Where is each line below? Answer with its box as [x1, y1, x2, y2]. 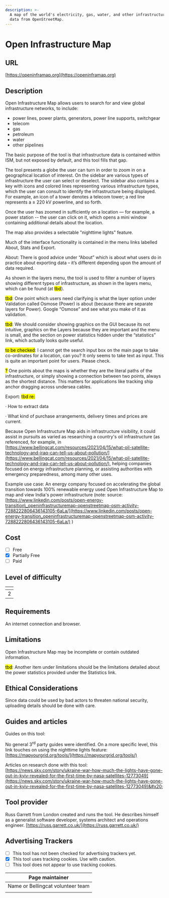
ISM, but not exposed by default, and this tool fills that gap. [5, 157, 128, 163]
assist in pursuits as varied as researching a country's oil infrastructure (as [5, 434, 160, 440]
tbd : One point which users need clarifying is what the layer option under [5, 295, 156, 302]
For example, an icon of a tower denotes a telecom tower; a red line [5, 194, 145, 200]
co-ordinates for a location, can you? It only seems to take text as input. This [5, 353, 164, 359]
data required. [5, 265, 35, 271]
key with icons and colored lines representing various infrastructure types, [5, 183, 159, 189]
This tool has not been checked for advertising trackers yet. [12, 850, 137, 856]
